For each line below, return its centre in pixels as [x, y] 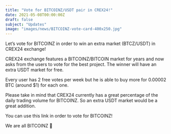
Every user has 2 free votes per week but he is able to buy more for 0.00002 [86, 80]
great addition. [21, 106]
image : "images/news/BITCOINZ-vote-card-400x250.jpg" [64, 29]
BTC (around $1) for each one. [37, 85]
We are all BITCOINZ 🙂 [29, 126]
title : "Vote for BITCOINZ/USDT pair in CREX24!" [59, 10]
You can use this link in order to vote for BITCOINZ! [59, 116]
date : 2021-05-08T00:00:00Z [35, 15]
